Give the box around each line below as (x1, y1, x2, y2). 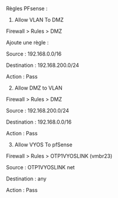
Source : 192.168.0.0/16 (6, 50, 62, 57)
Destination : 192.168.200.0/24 (6, 62, 79, 69)
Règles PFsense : (6, 5, 48, 12)
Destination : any (6, 175, 47, 182)
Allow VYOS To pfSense (14, 141, 73, 148)
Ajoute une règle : (6, 39, 49, 46)
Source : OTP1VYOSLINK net (6, 164, 75, 170)
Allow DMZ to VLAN (14, 84, 63, 91)
